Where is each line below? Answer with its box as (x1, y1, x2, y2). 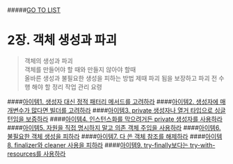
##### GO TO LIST (7, 6, 61, 14)
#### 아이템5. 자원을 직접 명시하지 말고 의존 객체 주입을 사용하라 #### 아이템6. (7, 123, 221, 131)
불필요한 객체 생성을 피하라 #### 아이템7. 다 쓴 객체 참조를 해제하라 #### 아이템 (7, 132, 223, 140)
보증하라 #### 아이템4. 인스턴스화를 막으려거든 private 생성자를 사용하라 (25, 115, 223, 123)
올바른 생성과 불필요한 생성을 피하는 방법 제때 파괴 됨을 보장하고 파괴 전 (24, 74, 218, 82)
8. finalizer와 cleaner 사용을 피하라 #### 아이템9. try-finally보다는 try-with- (7, 140, 216, 149)
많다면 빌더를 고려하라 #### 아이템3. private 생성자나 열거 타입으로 (31, 106, 214, 114)
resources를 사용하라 (7, 149, 66, 158)
